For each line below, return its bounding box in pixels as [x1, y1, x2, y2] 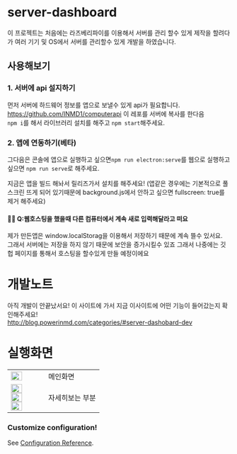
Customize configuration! [7, 422, 98, 432]
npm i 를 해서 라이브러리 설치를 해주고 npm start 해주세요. [7, 118, 165, 127]
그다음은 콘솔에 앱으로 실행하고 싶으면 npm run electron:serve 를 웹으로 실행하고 [7, 155, 231, 164]
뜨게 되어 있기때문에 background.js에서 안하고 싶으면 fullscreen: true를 [25, 188, 225, 196]
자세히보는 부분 [48, 393, 96, 402]
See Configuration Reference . [7, 438, 94, 447]
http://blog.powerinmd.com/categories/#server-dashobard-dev [7, 318, 193, 327]
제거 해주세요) [7, 196, 46, 205]
